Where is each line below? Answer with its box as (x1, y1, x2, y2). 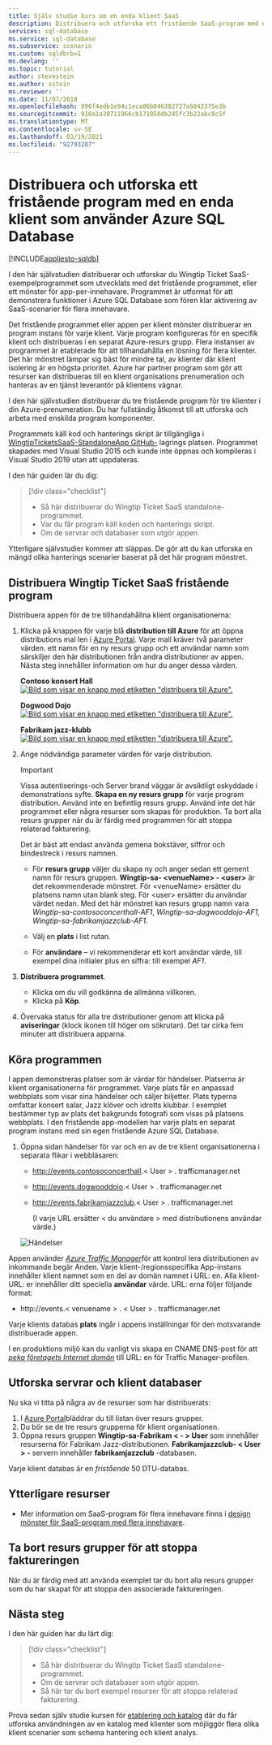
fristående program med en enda (8, 193, 235, 211)
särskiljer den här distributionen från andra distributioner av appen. (19, 652, 244, 662)
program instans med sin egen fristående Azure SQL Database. (8, 1126, 220, 1136)
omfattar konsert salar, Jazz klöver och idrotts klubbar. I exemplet (8, 1100, 227, 1110)
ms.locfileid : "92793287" (8, 140, 96, 149)
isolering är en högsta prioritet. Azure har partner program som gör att (8, 363, 243, 373)
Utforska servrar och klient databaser (8, 1376, 202, 1390)
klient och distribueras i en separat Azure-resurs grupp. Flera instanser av (8, 337, 255, 347)
